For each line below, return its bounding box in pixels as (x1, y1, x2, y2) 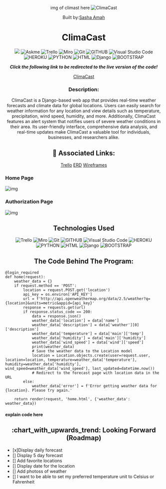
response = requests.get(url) (23, 305, 86, 310)
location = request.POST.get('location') (23, 288, 111, 293)
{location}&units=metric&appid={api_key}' (5, 301, 95, 306)
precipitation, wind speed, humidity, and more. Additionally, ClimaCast (11, 113, 156, 119)
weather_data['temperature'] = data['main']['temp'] (31, 331, 144, 336)
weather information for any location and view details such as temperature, (6, 108, 161, 114)
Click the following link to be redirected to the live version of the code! (9, 64, 158, 70)
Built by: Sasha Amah (62, 14, 105, 20)
